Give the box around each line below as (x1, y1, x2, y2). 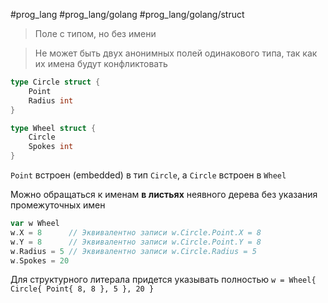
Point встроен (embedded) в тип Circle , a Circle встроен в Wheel (10, 169, 287, 181)
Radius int (28, 95, 74, 106)
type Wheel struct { (10, 123, 97, 133)
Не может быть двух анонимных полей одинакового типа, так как (34, 47, 318, 59)
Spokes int (28, 142, 74, 152)
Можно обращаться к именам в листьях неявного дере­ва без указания (10, 189, 318, 200)
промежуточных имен (10, 199, 106, 211)
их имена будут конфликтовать (34, 58, 168, 69)
